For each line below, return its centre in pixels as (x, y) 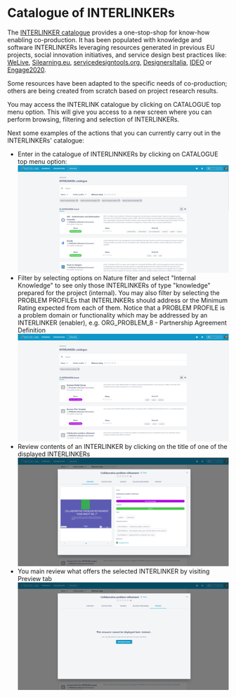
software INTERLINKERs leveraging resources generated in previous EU (111, 47)
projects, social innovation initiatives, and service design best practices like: (117, 55)
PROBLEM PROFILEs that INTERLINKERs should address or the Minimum (123, 300)
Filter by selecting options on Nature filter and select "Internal (107, 278)
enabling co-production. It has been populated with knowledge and (105, 39)
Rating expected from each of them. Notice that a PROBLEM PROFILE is (121, 308)
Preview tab (35, 578)
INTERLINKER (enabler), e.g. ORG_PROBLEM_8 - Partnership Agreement (122, 323)
